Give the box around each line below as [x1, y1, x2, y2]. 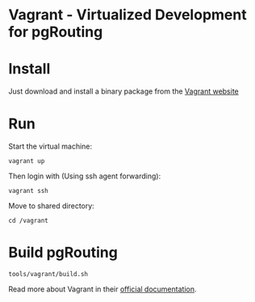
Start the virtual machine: [8, 141, 93, 151]
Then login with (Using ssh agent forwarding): [8, 171, 161, 181]
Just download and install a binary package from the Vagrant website [8, 86, 240, 96]
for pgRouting [8, 23, 103, 41]
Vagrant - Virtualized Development [8, 6, 248, 24]
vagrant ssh [8, 187, 48, 195]
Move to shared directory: [8, 201, 94, 211]
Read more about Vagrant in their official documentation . [8, 284, 197, 294]
